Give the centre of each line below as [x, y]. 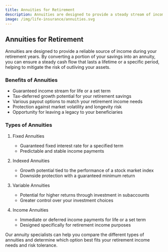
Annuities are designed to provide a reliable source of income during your [81, 51]
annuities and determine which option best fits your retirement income [77, 240]
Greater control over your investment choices [66, 200]
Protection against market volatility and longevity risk [67, 107]
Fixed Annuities [28, 136]
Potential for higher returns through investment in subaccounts [84, 195]
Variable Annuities [31, 185]
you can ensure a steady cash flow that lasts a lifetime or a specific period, [82, 62]
